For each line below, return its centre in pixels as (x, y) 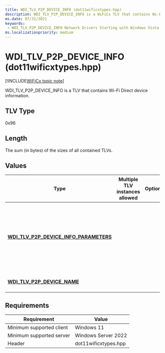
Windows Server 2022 (101, 336)
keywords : (15, 23)
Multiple (128, 179)
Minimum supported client (38, 327)
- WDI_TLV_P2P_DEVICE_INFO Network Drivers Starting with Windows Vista (83, 28)
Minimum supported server (39, 336)
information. (17, 95)
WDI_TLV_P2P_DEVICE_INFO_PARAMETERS (60, 237)
